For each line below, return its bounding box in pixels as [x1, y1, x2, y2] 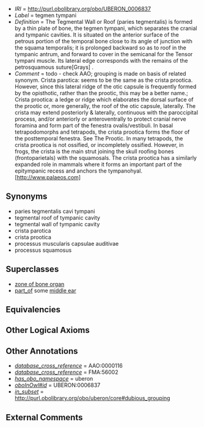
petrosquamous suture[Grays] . [14, 63, 94, 71]
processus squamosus [14, 246, 72, 254]
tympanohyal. [108, 167, 143, 174]
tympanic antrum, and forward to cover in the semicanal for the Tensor [14, 51, 193, 57]
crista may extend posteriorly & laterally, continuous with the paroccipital [14, 109, 199, 116]
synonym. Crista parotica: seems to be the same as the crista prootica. [14, 76, 193, 84]
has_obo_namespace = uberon [14, 375, 93, 382]
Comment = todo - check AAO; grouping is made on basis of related [14, 70, 187, 77]
